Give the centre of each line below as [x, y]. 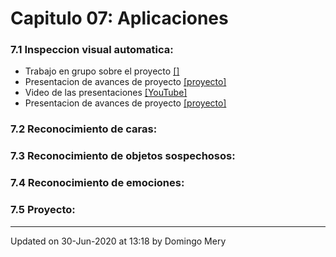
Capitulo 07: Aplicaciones [119, 18]
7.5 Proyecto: [43, 210]
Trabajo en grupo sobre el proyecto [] [102, 71]
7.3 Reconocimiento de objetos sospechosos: [123, 156]
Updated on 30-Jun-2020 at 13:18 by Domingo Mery [118, 241]
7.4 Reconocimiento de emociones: [97, 183]
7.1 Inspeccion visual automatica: [92, 50]
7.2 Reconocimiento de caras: [84, 129]
